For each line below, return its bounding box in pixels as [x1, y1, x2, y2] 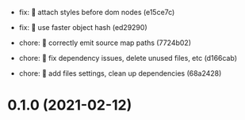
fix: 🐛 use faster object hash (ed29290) [18, 23, 147, 32]
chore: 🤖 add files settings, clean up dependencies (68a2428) [18, 69, 222, 78]
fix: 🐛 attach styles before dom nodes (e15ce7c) [18, 8, 175, 17]
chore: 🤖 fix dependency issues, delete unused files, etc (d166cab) [18, 54, 238, 62]
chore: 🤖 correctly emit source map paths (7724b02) [18, 38, 192, 47]
